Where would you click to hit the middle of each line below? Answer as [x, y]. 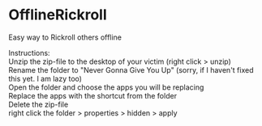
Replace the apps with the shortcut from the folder [92, 95]
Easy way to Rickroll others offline [65, 37]
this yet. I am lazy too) [45, 78]
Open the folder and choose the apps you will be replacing [106, 87]
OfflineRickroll [58, 15]
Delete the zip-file [39, 104]
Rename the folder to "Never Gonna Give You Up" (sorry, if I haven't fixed [131, 69]
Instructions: [29, 52]
